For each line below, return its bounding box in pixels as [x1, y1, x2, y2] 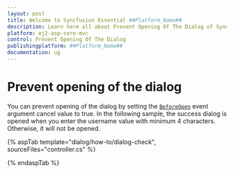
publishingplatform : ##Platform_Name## [7, 42, 123, 49]
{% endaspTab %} [7, 158, 60, 167]
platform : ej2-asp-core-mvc [7, 29, 89, 37]
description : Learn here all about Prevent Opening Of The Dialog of [7, 23, 214, 30]
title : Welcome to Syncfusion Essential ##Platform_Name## [7, 17, 182, 24]
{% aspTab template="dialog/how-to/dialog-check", [7, 137, 157, 146]
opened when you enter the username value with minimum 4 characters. [7, 116, 216, 125]
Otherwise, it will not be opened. [7, 124, 100, 132]
